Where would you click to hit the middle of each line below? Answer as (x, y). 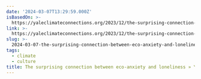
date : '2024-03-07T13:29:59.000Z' (49, 12)
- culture (24, 61)
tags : (13, 50)
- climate (24, 56)
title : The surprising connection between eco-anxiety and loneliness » (99, 67)
